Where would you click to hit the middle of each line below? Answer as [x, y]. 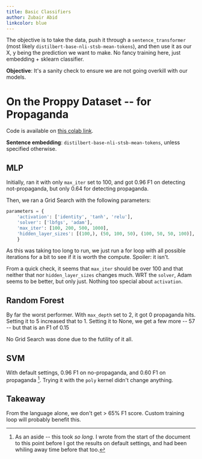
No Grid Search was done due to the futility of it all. [70, 339]
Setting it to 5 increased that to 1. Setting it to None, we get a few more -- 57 [101, 321]
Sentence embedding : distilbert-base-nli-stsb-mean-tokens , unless [93, 142]
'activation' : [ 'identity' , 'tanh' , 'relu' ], [75, 217]
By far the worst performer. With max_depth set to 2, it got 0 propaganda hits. [101, 315]
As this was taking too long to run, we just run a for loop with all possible [96, 251]
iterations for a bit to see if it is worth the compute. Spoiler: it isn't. [88, 257]
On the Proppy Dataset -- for [79, 101]
